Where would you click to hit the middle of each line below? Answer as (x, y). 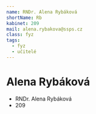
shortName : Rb (24, 18)
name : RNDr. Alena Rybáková (42, 12)
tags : (13, 40)
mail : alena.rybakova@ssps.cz (45, 29)
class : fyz (20, 35)
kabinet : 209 (23, 23)
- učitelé (24, 52)
